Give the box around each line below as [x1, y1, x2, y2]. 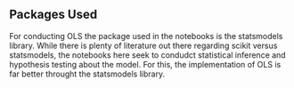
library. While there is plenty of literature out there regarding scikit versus [9, 40, 278, 51]
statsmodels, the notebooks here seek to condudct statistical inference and [9, 49, 287, 60]
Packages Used [9, 7, 98, 22]
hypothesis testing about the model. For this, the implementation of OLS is [9, 59, 282, 69]
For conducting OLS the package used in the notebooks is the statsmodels [9, 30, 283, 41]
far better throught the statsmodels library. [9, 68, 166, 79]
